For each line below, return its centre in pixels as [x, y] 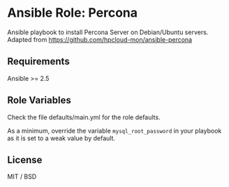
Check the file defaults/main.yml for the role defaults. [84, 117]
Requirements [38, 62]
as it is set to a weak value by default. [61, 138]
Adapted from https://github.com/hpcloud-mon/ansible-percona [100, 39]
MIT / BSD [22, 177]
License [25, 159]
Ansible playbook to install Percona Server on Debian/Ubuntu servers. [108, 32]
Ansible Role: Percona [73, 13]
